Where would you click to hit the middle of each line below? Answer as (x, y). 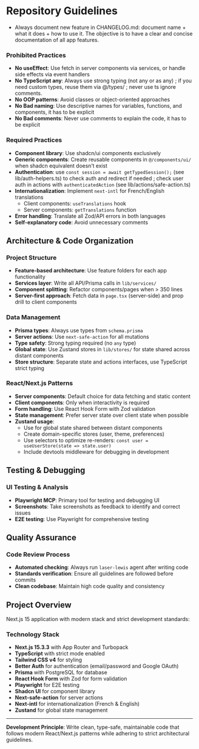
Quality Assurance (41, 537)
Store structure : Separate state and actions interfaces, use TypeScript (101, 362)
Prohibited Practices (36, 55)
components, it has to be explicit (54, 112)
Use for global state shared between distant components (93, 427)
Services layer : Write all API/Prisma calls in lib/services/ (86, 283)
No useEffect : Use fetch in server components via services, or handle (100, 68)
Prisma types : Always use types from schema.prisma (79, 330)
